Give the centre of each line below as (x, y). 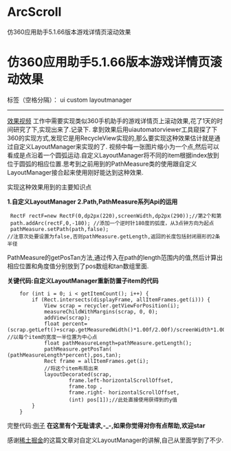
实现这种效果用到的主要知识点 (49, 187)
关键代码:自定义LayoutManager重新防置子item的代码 (83, 280)
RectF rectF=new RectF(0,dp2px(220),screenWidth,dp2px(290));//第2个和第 (116, 216)
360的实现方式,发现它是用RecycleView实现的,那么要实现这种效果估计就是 (111, 137)
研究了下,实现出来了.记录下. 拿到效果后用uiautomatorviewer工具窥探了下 (115, 129)
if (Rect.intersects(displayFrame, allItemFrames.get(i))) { (121, 300)
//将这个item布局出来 (71, 368)
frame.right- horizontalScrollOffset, (124, 393)
